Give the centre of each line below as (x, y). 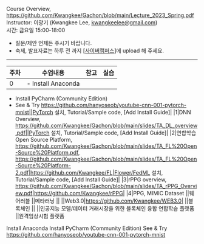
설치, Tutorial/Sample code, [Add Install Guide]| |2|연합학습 (123, 133)
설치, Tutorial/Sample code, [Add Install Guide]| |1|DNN (123, 112)
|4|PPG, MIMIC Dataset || (158, 193)
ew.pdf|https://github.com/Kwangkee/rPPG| (70, 193)
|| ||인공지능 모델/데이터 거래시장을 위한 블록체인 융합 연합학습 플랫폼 (113, 208)
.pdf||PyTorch (32, 133)
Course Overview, (29, 9)
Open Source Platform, (44, 140)
